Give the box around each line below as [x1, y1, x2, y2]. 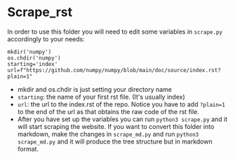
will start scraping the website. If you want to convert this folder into [17, 122, 215, 130]
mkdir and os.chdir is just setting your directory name [17, 85, 173, 93]
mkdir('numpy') [7, 48, 52, 55]
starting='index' [7, 60, 58, 67]
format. [17, 144, 39, 153]
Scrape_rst [7, 4, 73, 20]
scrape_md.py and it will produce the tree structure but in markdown [17, 137, 213, 146]
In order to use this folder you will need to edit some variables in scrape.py [7, 27, 223, 36]
